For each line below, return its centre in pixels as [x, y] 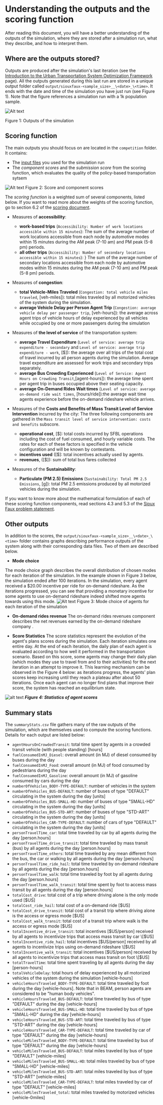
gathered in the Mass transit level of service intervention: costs [81, 419]
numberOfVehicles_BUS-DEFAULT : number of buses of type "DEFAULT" [81, 791]
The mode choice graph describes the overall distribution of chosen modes [81, 570]
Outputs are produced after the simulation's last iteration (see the [71, 70]
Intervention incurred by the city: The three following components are [82, 413]
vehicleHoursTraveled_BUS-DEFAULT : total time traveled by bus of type [81, 999]
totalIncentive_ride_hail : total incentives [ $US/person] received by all [84, 942]
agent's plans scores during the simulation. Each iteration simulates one [84, 641]
